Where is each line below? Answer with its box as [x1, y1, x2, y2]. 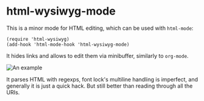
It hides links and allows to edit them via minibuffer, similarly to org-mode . [6, 52, 189, 59]
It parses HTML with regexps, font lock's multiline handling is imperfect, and [6, 75, 199, 83]
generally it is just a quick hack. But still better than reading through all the [6, 82, 193, 89]
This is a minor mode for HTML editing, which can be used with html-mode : [6, 24, 194, 32]
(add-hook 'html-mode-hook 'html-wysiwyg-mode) [6, 41, 130, 47]
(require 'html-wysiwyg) [6, 36, 70, 42]
